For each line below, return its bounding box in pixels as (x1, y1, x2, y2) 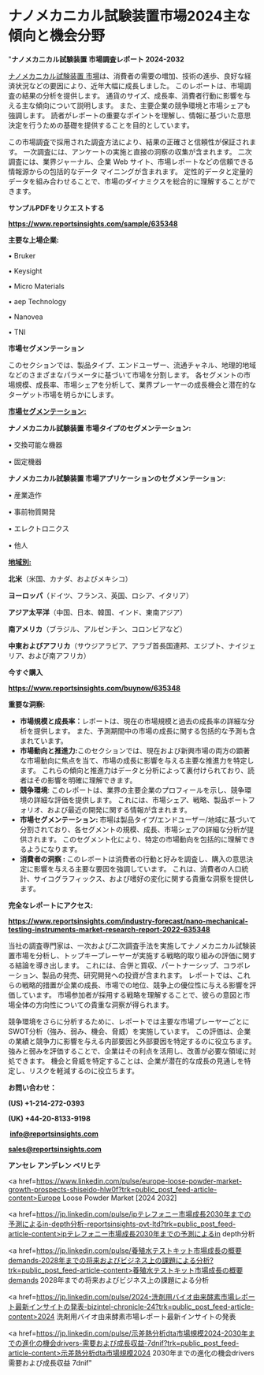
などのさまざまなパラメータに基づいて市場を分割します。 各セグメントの (8, 370, 244, 379)
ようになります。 (26, 844, 82, 853)
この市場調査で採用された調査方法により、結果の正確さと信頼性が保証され (8, 137, 250, 147)
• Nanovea (8, 312, 43, 321)
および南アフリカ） (28, 651, 91, 660)
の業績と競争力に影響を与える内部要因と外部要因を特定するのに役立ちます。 (8, 1036, 256, 1046)
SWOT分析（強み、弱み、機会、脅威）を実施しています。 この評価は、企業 (8, 1026, 251, 1036)
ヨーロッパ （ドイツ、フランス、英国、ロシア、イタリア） (8, 590, 193, 600)
